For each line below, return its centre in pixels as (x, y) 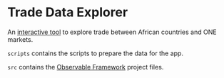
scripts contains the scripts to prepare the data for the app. (96, 53)
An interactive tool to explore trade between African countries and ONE (112, 32)
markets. (20, 39)
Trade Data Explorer (68, 12)
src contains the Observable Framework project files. (86, 67)
